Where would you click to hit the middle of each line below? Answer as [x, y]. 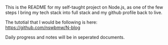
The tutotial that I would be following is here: [51, 22]
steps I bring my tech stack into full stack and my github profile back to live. [84, 12]
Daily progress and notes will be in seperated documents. [65, 37]
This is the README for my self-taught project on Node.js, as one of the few [84, 7]
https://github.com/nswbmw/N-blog [43, 27]
